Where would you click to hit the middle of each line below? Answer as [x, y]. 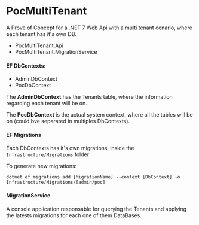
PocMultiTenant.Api [39, 45]
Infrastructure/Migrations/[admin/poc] [56, 183]
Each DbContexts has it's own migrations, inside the [70, 148]
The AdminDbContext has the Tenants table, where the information [90, 97]
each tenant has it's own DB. [41, 34]
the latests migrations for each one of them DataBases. [74, 215]
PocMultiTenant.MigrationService [56, 51]
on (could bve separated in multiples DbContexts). [68, 121]
